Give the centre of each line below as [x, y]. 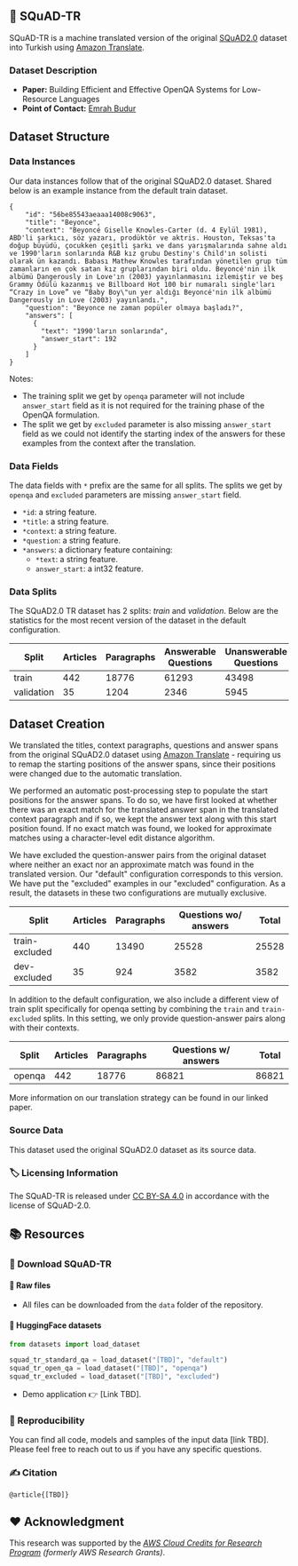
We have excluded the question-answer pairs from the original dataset [138, 855]
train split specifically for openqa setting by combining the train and [134, 1009]
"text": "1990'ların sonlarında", [105, 331]
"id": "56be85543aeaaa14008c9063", [91, 214]
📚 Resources [47, 1234]
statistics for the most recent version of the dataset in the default [128, 620]
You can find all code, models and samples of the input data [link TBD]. [139, 1440]
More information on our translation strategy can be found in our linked [139, 1098]
